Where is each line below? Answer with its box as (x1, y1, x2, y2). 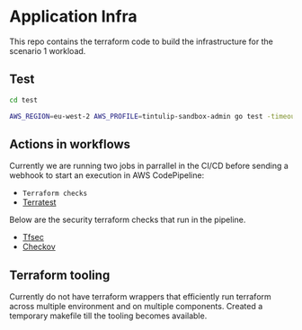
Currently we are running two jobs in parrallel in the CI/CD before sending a (9, 160, 289, 172)
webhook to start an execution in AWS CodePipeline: (9, 170, 205, 181)
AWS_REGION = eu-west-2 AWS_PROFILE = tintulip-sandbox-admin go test (9, 111, 263, 120)
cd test (9, 95, 39, 104)
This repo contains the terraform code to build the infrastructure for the (9, 36, 274, 47)
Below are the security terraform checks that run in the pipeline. (9, 214, 246, 226)
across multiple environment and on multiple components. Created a (9, 301, 263, 312)
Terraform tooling (9, 267, 111, 282)
